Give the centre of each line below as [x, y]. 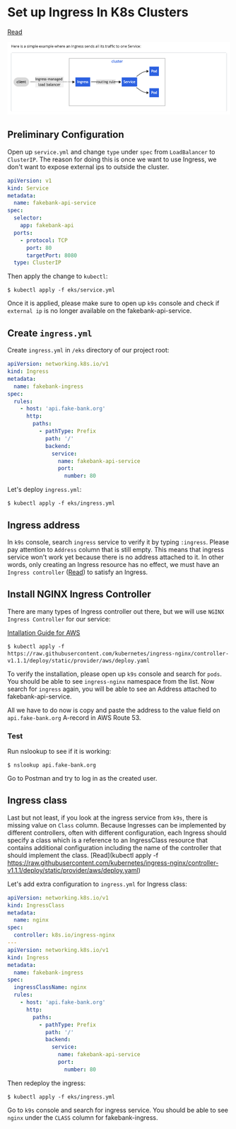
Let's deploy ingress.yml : [45, 490]
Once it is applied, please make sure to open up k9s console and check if [113, 303]
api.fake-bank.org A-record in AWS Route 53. [74, 717]
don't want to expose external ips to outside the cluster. [88, 166]
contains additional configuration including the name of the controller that [114, 847]
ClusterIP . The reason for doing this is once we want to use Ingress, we [112, 159]
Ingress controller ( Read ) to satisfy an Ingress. [78, 572]
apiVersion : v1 [30, 180]
